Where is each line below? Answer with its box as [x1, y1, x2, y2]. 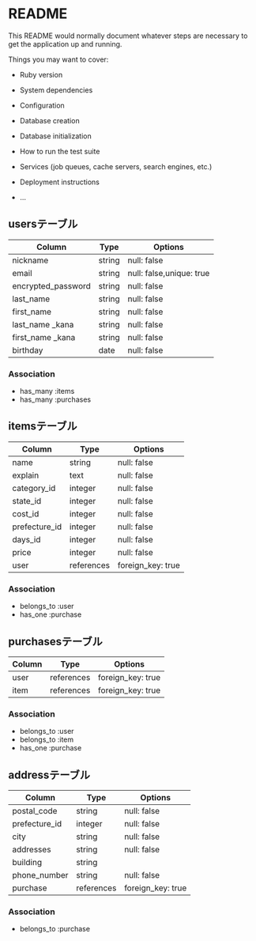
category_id [12, 482, 56, 493]
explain [12, 470, 40, 481]
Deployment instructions [19, 177, 100, 187]
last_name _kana [12, 319, 74, 330]
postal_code [12, 806, 58, 817]
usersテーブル [8, 217, 78, 231]
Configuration [19, 100, 65, 110]
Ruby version [19, 70, 63, 79]
